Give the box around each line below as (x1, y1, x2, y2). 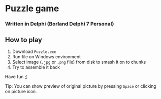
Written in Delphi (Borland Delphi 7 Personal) (5, 21, 114, 27)
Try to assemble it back (12, 64, 60, 70)
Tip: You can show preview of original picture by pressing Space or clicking (5, 83, 157, 89)
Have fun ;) (5, 74, 28, 79)
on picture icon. (5, 88, 37, 94)
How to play (5, 35, 42, 44)
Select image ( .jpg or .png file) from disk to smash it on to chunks (12, 59, 146, 65)
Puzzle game (5, 3, 59, 14)
